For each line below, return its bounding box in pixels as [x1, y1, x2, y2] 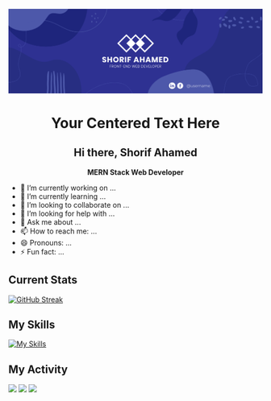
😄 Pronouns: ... [19, 238, 73, 247]
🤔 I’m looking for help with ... [19, 209, 115, 218]
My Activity [8, 362, 69, 376]
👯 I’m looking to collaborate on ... [19, 200, 130, 209]
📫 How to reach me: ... [19, 226, 98, 236]
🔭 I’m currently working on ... [19, 183, 116, 192]
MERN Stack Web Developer [87, 167, 184, 177]
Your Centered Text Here [51, 114, 220, 133]
